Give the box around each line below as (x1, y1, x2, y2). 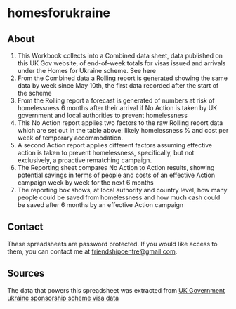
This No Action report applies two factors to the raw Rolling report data (17, 119, 223, 127)
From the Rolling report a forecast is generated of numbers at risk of (17, 96, 216, 105)
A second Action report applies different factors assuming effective (17, 141, 213, 149)
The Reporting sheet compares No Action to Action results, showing (17, 164, 215, 171)
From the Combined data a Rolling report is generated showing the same (17, 74, 228, 82)
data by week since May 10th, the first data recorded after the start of (17, 81, 219, 89)
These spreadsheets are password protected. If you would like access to (7, 239, 218, 248)
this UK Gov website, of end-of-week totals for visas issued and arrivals (17, 59, 226, 67)
